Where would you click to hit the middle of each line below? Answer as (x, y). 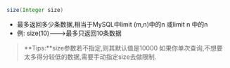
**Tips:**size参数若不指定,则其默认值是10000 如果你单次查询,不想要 (123, 48)
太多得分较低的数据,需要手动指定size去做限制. (90, 57)
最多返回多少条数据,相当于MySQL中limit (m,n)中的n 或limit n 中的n (112, 24)
